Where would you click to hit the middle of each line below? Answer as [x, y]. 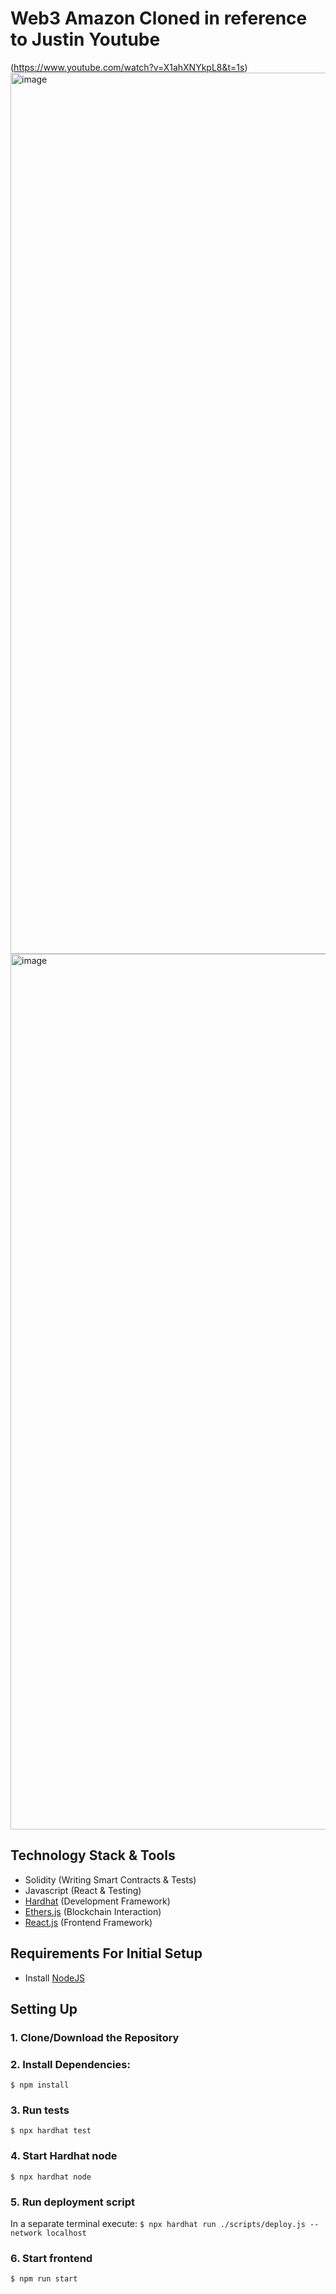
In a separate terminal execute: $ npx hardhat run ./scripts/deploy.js [158, 2224]
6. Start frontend [51, 2258]
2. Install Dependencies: [70, 2064]
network [26, 2233]
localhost [66, 2233]
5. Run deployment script [72, 2202]
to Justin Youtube [85, 39]
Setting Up [44, 2008]
